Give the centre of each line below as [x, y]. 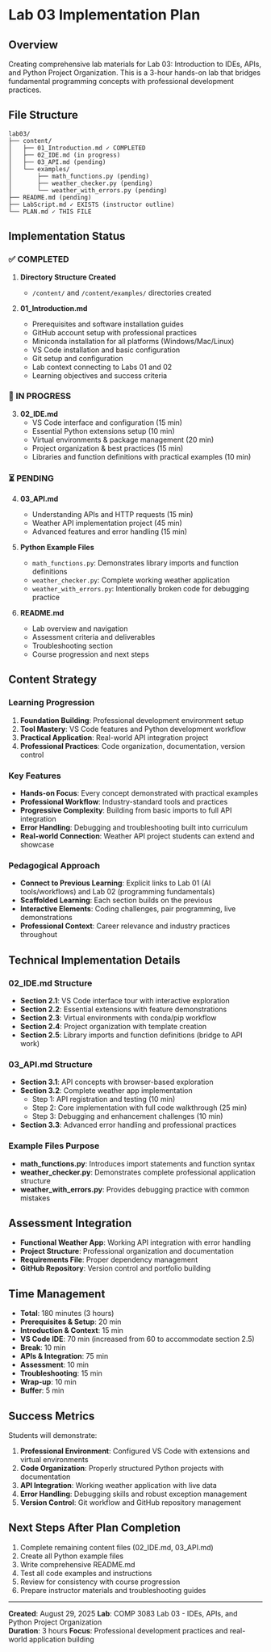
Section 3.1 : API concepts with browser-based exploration [117, 1082]
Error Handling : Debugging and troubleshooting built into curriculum [134, 828]
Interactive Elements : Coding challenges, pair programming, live [128, 909]
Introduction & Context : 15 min [71, 1330]
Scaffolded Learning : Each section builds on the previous [116, 900]
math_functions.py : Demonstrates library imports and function [135, 563]
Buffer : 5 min [42, 1390]
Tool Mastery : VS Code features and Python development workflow [133, 729]
